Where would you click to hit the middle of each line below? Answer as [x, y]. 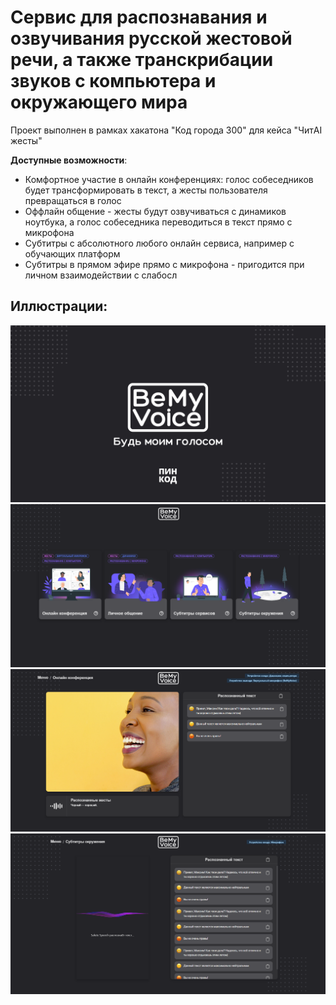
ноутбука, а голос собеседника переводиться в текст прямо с [158, 222]
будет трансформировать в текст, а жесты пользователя [146, 190]
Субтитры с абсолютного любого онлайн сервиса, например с [159, 243]
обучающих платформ [72, 253]
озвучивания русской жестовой [151, 38]
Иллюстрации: [59, 306]
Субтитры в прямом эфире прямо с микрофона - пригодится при [164, 264]
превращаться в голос [73, 200]
